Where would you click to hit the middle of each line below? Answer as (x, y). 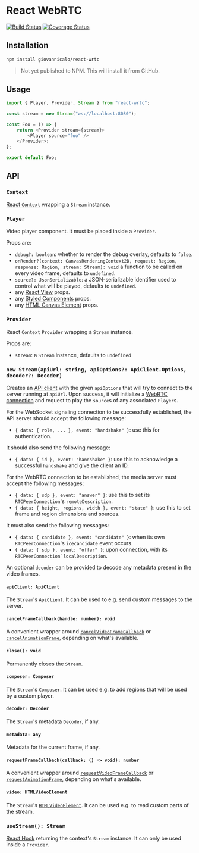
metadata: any (24, 735)
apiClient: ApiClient (33, 587)
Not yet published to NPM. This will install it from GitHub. (90, 71)
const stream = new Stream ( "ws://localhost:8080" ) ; (71, 114)
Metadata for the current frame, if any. (53, 747)
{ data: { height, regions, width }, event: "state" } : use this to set (103, 508)
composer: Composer (30, 677)
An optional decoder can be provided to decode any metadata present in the (99, 568)
